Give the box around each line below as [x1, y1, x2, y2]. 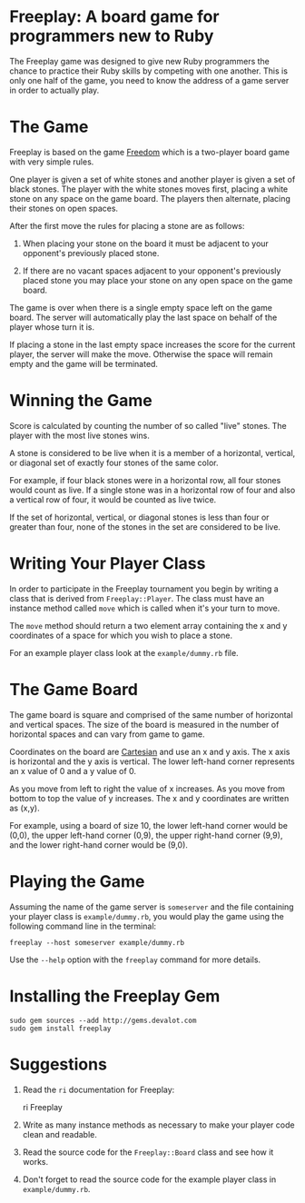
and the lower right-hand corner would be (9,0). [9, 839, 189, 850]
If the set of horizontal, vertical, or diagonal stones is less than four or [9, 512, 270, 522]
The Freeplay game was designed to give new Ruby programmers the [9, 55, 271, 66]
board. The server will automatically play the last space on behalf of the [9, 312, 278, 323]
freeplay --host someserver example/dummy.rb [9, 938, 184, 947]
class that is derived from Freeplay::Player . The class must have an [9, 592, 265, 603]
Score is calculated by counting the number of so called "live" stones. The [9, 420, 288, 431]
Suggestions [9, 1054, 107, 1074]
